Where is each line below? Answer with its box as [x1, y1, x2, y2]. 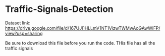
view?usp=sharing [5, 30, 43, 36]
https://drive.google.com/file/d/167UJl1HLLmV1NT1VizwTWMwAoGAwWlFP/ [5, 25, 161, 31]
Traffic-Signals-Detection [5, 3, 114, 15]
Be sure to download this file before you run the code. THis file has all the [5, 40, 155, 46]
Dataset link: [5, 20, 31, 26]
